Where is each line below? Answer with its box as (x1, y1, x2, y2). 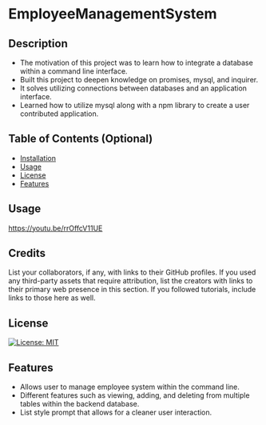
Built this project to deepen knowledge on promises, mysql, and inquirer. (19, 75, 258, 84)
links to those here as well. (8, 293, 96, 303)
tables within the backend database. (19, 399, 140, 409)
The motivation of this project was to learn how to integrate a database (19, 58, 253, 67)
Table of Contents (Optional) (8, 132, 153, 146)
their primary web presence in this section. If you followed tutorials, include (8, 285, 256, 295)
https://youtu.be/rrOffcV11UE (8, 223, 103, 233)
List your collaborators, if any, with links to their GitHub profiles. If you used (8, 267, 256, 277)
